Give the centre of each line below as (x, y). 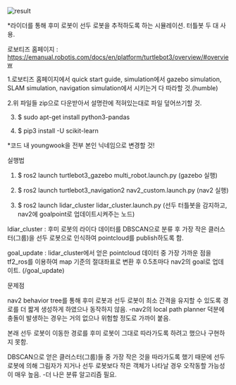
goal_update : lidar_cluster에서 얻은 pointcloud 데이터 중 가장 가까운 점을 (109, 253)
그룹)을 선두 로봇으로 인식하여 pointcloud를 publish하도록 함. (100, 238)
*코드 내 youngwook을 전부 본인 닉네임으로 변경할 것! (81, 145)
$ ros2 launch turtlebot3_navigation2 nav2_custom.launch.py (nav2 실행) (123, 190)
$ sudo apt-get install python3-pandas (74, 117)
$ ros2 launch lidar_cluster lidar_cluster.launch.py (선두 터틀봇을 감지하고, (122, 205)
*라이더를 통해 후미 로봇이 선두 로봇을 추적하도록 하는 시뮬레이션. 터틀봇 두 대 (113, 25)
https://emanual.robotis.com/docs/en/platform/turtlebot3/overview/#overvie (118, 57)
